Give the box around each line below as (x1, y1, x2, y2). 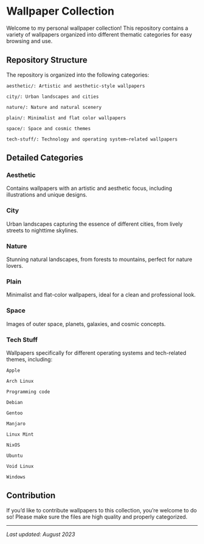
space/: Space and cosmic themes (6, 125, 91, 131)
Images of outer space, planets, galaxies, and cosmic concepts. (6, 320, 166, 327)
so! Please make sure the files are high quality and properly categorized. (6, 513, 188, 520)
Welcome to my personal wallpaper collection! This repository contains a (6, 24, 188, 32)
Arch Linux (6, 378, 34, 384)
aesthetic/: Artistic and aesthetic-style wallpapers (6, 83, 146, 89)
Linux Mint (6, 431, 34, 438)
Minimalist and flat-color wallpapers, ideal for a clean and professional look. (6, 291, 196, 299)
